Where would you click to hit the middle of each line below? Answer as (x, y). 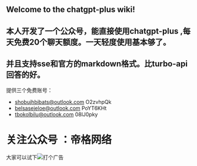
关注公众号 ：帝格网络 (59, 140)
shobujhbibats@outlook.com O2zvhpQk (63, 101)
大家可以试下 (21, 157)
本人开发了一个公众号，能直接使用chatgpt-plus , (95, 31)
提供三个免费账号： (29, 90)
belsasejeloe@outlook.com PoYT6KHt (61, 108)
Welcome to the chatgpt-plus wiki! (71, 10)
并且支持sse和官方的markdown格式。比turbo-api (97, 64)
